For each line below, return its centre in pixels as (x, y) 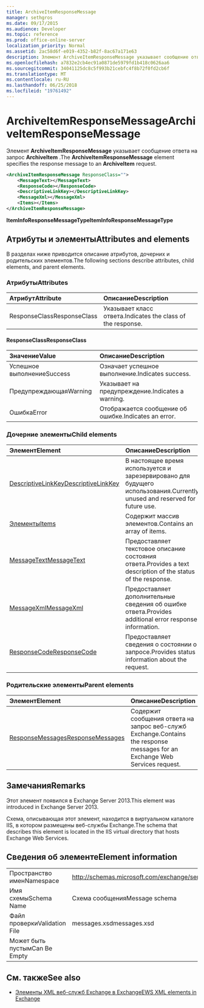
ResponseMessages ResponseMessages (67, 737)
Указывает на (119, 384)
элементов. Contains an (159, 523)
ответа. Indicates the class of (144, 316)
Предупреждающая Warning (51, 391)
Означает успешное (129, 366)
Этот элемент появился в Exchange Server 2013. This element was (91, 800)
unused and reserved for (161, 499)
